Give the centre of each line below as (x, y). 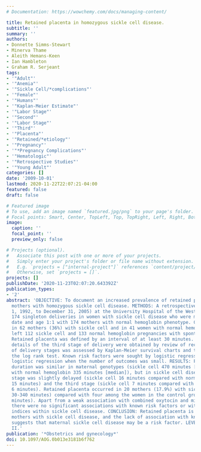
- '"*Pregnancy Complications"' (46, 150)
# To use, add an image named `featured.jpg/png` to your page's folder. (100, 211)
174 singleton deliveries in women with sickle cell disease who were (101, 317)
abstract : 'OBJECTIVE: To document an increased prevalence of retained (99, 300)
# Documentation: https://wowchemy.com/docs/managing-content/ (87, 12)
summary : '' (21, 34)
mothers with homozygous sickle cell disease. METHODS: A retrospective (104, 306)
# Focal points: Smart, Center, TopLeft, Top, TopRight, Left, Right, (96, 217)
